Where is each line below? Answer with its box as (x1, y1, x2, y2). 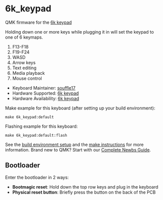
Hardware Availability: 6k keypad (12, 95, 80, 101)
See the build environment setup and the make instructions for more (5, 142, 144, 148)
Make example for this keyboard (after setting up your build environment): (5, 105, 156, 111)
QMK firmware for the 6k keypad (5, 19, 72, 25)
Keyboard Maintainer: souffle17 (12, 85, 76, 91)
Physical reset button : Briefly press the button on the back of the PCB (12, 189, 156, 195)
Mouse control (12, 75, 42, 81)
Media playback (12, 70, 45, 76)
